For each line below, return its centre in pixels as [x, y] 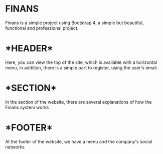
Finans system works [27, 107]
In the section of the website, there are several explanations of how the [78, 102]
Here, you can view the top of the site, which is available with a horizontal [81, 62]
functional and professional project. [42, 28]
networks [15, 147]
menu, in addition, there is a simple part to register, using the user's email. [81, 67]
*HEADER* [29, 49]
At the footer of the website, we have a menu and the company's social [79, 141]
